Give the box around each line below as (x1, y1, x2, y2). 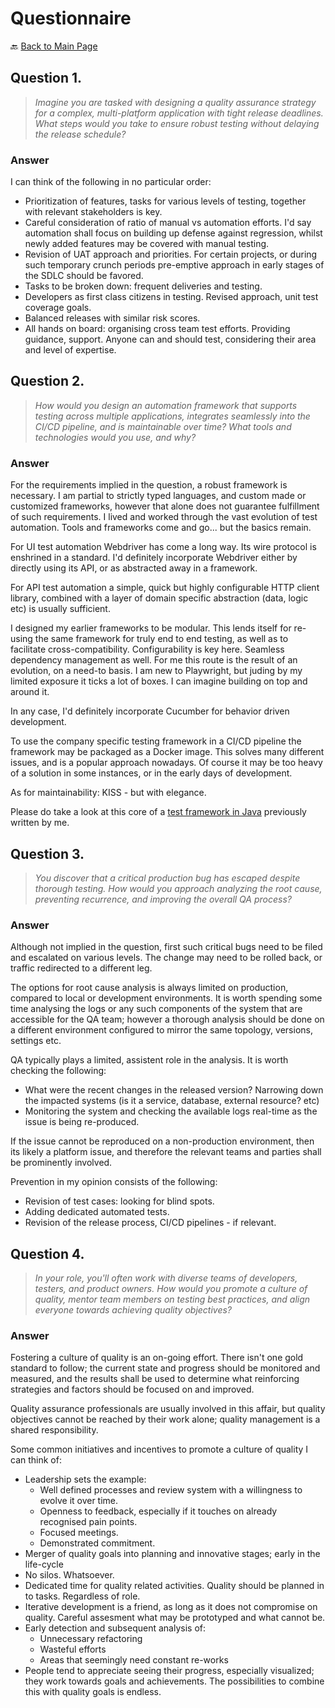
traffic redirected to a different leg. (10, 962, 153, 974)
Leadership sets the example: (24, 1473, 147, 1486)
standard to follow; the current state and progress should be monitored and (10, 1362, 321, 1374)
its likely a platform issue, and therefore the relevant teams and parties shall (10, 1146, 322, 1158)
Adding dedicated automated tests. (24, 1206, 170, 1218)
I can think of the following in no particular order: (10, 176, 212, 188)
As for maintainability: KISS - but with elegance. (10, 787, 207, 799)
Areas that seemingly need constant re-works (39, 1654, 229, 1666)
